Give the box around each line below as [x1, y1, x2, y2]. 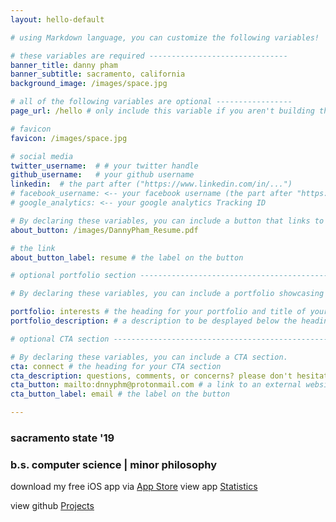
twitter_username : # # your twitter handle [10, 161, 199, 171]
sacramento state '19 [10, 431, 115, 445]
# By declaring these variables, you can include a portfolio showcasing [10, 289, 325, 299]
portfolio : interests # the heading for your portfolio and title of [10, 307, 307, 317]
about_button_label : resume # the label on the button [10, 252, 244, 263]
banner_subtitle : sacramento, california [10, 69, 186, 80]
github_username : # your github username [10, 170, 195, 180]
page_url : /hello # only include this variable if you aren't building [10, 106, 315, 116]
